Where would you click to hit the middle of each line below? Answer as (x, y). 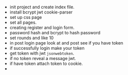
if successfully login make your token (47, 48)
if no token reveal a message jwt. (43, 58)
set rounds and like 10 (32, 38)
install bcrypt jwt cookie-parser (41, 12)
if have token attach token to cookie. (46, 63)
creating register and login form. (42, 28)
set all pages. (23, 22)
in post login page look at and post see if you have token (66, 43)
